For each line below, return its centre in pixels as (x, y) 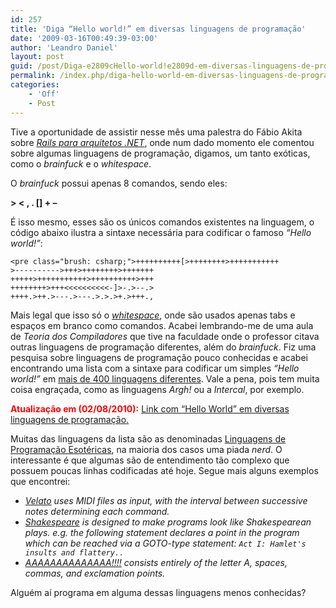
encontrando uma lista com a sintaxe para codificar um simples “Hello (155, 368)
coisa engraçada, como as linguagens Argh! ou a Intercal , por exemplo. (157, 389)
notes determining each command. (97, 511)
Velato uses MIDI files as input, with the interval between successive (166, 500)
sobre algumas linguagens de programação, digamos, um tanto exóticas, (160, 153)
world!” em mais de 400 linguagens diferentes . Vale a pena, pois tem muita (165, 378)
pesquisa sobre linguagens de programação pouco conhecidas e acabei (159, 357)
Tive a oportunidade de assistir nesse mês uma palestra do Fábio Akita (156, 132)
